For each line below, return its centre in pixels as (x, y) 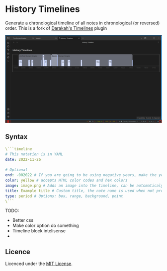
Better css (23, 220)
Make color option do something (45, 226)
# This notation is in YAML (34, 154)
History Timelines (43, 9)
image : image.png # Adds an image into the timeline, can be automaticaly (84, 185)
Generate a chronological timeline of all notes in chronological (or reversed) (83, 23)
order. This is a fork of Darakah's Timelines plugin (56, 28)
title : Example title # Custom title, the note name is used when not (80, 191)
